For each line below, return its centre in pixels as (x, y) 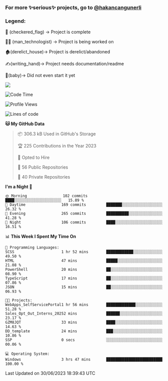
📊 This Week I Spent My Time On (41, 237)
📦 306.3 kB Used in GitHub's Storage (57, 134)
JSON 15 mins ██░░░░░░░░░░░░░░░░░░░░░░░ (84, 287)
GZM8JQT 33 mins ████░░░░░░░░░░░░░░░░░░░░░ (84, 323)
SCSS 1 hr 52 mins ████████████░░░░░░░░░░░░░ (84, 252)
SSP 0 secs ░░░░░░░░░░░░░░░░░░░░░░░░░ (84, 340)
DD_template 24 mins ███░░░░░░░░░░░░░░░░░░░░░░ (84, 331)
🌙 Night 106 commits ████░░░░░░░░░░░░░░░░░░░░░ (84, 222)
